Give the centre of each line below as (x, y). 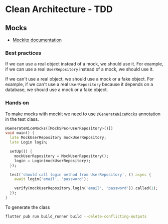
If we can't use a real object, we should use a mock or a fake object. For (79, 79)
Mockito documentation (37, 40)
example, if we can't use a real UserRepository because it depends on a (79, 85)
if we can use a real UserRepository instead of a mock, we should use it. (79, 69)
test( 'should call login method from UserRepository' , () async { (80, 175)
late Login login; (29, 142)
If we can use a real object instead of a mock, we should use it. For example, (84, 64)
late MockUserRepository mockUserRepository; (58, 138)
